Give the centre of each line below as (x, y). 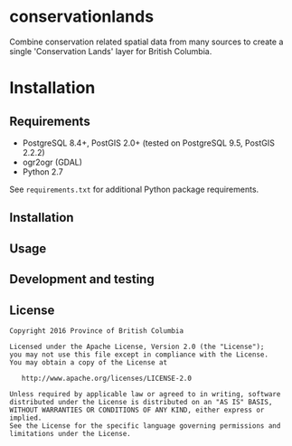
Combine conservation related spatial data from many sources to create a (146, 42)
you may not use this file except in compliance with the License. (139, 355)
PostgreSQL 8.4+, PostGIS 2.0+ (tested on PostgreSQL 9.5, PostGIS (149, 143)
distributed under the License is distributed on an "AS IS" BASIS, (141, 402)
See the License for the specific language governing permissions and (145, 426)
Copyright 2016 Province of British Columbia (96, 331)
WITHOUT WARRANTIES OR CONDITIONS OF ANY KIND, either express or (137, 410)
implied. (26, 418)
